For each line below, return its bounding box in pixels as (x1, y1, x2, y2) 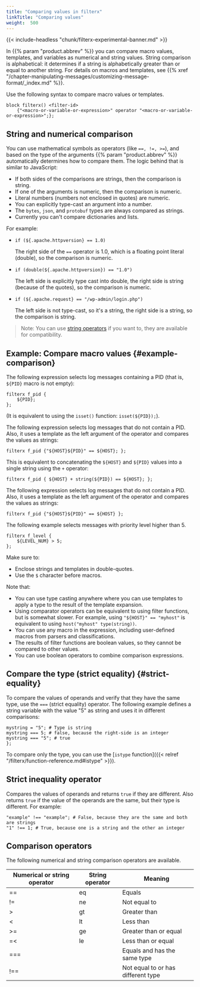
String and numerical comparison (6, 129, 133, 139)
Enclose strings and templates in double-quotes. (14, 566, 134, 572)
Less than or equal (121, 937, 174, 945)
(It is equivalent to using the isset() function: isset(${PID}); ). (6, 412, 160, 419)
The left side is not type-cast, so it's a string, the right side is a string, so (14, 307, 193, 314)
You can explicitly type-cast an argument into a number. (14, 201, 153, 208)
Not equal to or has (121, 964, 176, 972)
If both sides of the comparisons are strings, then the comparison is (14, 175, 182, 182)
